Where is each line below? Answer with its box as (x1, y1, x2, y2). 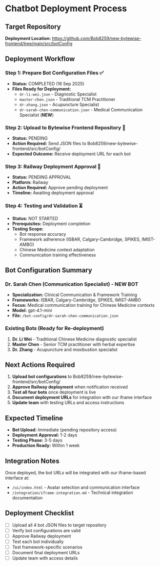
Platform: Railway (12, 179, 49, 185)
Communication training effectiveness (19, 252, 96, 258)
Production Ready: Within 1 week (12, 443, 80, 448)
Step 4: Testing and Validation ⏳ (5, 202, 83, 209)
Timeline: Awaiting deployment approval (12, 190, 94, 196)
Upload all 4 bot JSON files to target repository (12, 522, 107, 528)
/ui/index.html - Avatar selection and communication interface (12, 485, 140, 490)
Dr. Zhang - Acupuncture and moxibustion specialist (12, 346, 118, 352)
